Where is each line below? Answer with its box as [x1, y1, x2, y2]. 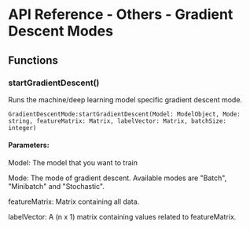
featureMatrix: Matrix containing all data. [8, 197, 140, 206]
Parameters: [8, 140, 50, 150]
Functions [8, 54, 59, 67]
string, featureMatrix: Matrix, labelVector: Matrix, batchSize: [8, 116, 226, 125]
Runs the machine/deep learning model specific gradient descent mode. [8, 94, 242, 104]
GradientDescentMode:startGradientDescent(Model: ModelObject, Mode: [8, 110, 241, 118]
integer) [8, 124, 37, 131]
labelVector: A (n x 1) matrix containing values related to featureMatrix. [8, 212, 237, 222]
